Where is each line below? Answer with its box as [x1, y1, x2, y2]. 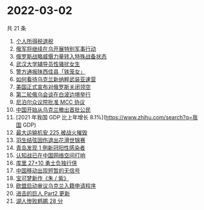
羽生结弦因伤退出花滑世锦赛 [15, 136, 86, 144]
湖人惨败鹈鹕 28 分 [15, 197, 63, 205]
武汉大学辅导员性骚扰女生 [15, 60, 80, 68]
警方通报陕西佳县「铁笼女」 [15, 68, 86, 75]
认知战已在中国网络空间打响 [15, 152, 86, 159]
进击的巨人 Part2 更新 [15, 189, 71, 197]
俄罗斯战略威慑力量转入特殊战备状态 [15, 52, 107, 60]
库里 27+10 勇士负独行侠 [15, 159, 77, 166]
